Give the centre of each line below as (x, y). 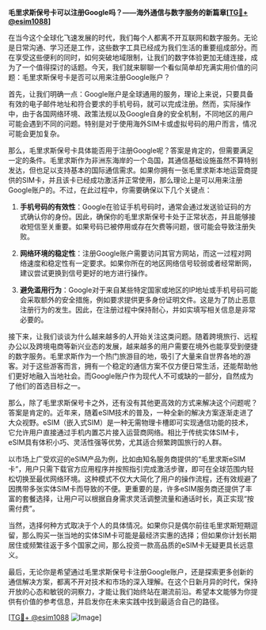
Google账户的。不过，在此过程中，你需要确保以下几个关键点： (110, 190)
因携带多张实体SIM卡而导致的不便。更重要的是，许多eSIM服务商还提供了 (127, 489)
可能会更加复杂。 (36, 133)
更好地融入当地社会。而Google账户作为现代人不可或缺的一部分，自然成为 (134, 376)
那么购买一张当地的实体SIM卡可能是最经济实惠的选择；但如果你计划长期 (139, 535)
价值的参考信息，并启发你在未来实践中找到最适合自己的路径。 (122, 602)
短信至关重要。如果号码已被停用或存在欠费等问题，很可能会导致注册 (138, 226)
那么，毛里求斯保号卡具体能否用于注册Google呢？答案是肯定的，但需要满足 (131, 150)
